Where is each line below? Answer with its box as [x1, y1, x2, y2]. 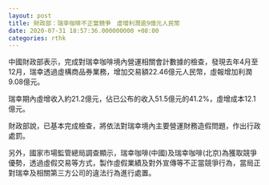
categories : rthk [8, 34, 66, 42]
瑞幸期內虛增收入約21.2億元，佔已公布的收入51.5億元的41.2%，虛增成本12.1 [8, 94, 256, 104]
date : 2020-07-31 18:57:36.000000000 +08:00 [8, 26, 159, 34]
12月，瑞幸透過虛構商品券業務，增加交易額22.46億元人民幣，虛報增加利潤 [8, 67, 253, 77]
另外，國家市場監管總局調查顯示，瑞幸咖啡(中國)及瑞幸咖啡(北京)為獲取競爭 [8, 148, 258, 158]
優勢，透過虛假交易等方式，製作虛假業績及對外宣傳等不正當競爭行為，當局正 [8, 158, 261, 168]
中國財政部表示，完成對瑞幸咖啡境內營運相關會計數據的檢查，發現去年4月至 [8, 57, 259, 66]
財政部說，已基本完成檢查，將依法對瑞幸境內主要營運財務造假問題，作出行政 [8, 121, 261, 131]
